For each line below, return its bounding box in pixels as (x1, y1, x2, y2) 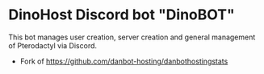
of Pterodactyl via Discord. (8, 40, 98, 50)
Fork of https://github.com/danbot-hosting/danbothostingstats (19, 56, 228, 66)
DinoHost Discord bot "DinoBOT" (8, 6, 236, 24)
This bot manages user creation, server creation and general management (8, 32, 256, 42)
